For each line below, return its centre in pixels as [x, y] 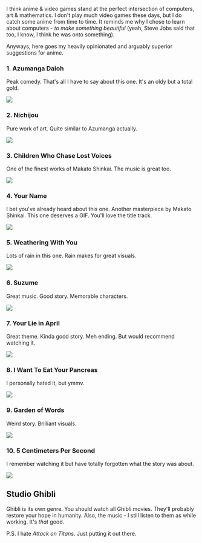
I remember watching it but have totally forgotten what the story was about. [100, 464]
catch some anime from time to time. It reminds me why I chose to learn [96, 22]
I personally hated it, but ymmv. [45, 383]
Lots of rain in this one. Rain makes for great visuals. [71, 256]
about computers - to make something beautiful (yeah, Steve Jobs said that [101, 28]
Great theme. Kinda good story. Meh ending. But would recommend [91, 337]
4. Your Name [27, 195]
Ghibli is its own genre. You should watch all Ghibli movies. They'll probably [100, 508]
